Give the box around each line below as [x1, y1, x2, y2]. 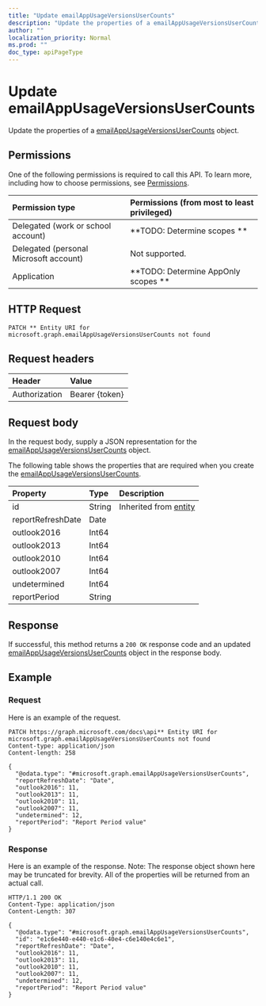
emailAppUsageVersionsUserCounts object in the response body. [8, 648, 222, 657]
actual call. [8, 878, 44, 888]
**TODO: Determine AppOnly [130, 266, 241, 277]
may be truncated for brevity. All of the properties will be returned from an [8, 870, 250, 879]
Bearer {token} [70, 389, 124, 400]
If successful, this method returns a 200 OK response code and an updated [8, 640, 251, 648]
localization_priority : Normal [8, 33, 112, 42]
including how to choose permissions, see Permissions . [8, 178, 190, 187]
